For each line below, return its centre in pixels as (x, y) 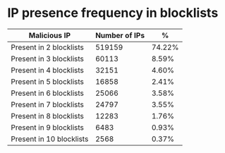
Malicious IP (50, 35)
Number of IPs (120, 35)
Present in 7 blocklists (48, 104)
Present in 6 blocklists (48, 93)
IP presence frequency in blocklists (113, 13)
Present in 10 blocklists (50, 139)
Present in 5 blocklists (48, 81)
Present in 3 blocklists (48, 59)
